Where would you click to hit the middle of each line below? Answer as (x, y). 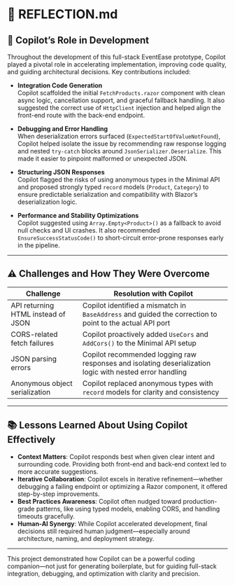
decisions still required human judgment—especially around (104, 531)
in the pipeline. (39, 245)
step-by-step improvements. (58, 494)
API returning (33, 305)
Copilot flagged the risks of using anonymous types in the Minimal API (119, 179)
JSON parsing (34, 359)
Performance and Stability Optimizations (78, 215)
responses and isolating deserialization (147, 363)
